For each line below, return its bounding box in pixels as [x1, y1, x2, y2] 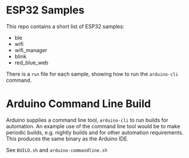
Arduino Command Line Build [6, 97, 151, 111]
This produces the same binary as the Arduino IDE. [6, 135, 129, 142]
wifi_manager [14, 46, 48, 53]
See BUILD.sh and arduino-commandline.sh [6, 146, 108, 153]
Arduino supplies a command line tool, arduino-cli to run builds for [6, 116, 169, 123]
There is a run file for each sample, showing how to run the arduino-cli [6, 70, 178, 77]
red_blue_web [14, 59, 49, 66]
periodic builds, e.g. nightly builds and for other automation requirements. [6, 129, 184, 136]
